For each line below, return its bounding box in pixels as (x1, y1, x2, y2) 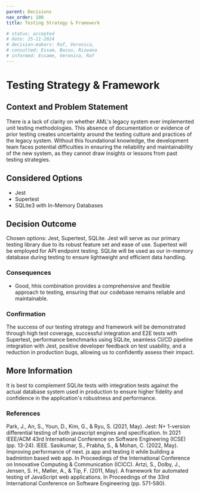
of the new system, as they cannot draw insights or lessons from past (6, 150, 178, 157)
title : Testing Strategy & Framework (6, 20, 100, 26)
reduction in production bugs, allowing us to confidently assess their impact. (6, 348, 195, 355)
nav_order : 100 (6, 14, 44, 20)
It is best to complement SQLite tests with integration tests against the (6, 382, 179, 389)
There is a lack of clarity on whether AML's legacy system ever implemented (6, 117, 194, 125)
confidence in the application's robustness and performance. (6, 394, 157, 401)
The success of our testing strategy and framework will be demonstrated (6, 323, 186, 330)
